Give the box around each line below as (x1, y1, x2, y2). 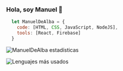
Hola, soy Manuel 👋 (6, 5, 63, 14)
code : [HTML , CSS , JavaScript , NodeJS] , (17, 24, 118, 30)
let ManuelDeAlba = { (11, 19, 65, 25)
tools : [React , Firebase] (17, 30, 81, 36)
